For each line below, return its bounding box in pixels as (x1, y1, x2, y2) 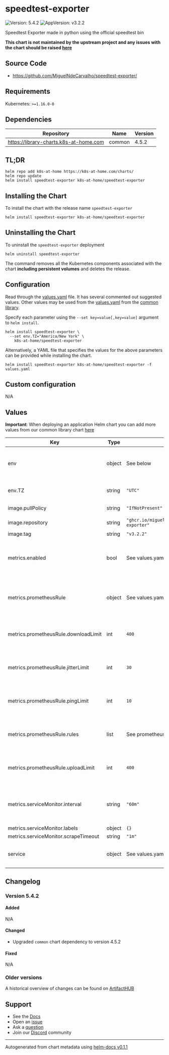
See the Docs (12, 1014, 41, 1020)
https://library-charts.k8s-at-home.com (8, 139, 104, 146)
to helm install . (5, 320, 39, 326)
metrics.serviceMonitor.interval (8, 801, 82, 808)
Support (5, 1000, 32, 1009)
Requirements (5, 87, 50, 96)
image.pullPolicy (8, 505, 47, 512)
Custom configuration (5, 380, 76, 389)
